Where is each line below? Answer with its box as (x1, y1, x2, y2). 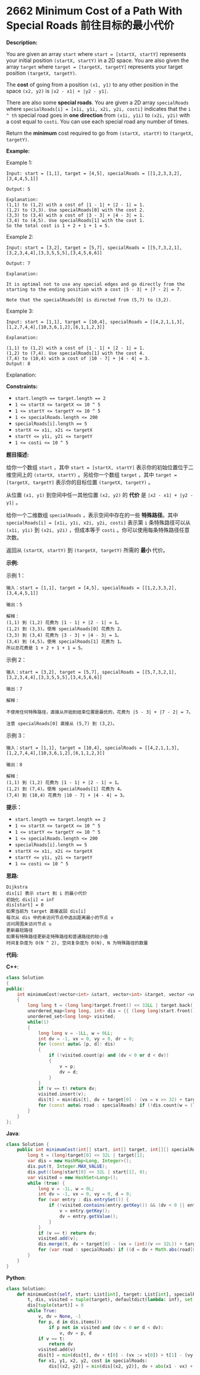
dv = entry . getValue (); (59, 1213, 118, 1219)
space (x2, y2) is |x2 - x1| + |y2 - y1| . (6, 87, 109, 94)
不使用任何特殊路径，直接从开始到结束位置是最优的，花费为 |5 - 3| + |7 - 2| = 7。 (6, 709, 193, 715)
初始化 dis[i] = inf (6, 896, 55, 902)
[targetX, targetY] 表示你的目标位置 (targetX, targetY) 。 (6, 479, 154, 486)
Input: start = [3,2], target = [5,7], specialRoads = (6, 245, 145, 251)
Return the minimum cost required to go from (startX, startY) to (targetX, (6, 130, 194, 137)
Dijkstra (6, 884, 28, 890)
